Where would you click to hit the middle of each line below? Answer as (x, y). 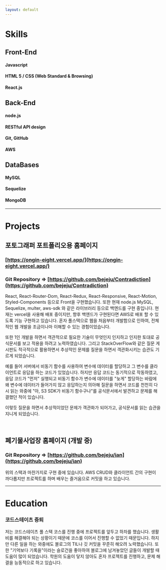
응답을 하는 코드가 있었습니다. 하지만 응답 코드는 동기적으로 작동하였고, (90, 372)
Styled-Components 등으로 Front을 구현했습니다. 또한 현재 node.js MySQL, (79, 302)
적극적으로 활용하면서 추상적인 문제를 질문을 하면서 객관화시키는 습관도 (86, 350)
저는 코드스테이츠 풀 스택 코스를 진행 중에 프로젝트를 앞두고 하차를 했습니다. (78, 531)
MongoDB (16, 200)
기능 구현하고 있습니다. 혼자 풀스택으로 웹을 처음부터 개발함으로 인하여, (82, 321)
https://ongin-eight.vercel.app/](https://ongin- (65, 260)
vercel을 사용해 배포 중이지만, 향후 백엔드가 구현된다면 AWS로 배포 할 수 (84, 315)
